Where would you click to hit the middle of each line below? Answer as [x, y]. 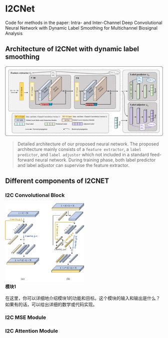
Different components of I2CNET [57, 181]
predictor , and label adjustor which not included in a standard [83, 154]
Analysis [14, 33]
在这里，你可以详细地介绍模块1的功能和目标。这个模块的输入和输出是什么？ [83, 298]
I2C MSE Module [26, 317]
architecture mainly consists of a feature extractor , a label [79, 149]
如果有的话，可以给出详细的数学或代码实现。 [51, 304]
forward [25, 160]
